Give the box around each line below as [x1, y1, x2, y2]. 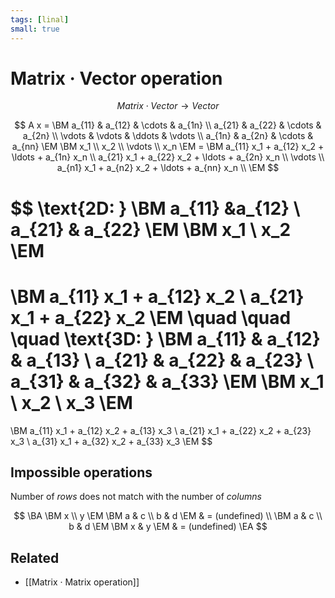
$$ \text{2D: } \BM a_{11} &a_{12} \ [10, 197, 301, 220]
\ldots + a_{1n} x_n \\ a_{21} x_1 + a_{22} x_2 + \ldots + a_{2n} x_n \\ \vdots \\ [11, 151, 325, 163]
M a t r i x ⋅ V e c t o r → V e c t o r [116, 100, 220, 112]
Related [10, 549, 60, 566]
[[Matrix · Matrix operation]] [24, 576, 140, 588]
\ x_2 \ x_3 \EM [10, 391, 133, 414]
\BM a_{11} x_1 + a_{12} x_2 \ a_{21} [10, 285, 305, 308]
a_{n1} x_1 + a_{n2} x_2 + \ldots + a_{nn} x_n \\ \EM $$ [56, 162, 280, 174]
